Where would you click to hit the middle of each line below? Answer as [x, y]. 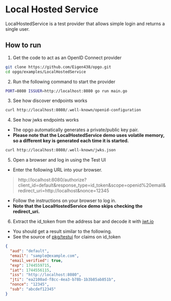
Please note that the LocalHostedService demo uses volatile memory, [89, 135]
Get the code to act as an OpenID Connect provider [67, 57]
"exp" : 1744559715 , [31, 265]
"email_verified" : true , [36, 260]
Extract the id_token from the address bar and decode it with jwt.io [83, 222]
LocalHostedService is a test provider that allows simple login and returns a [85, 24]
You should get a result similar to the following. [62, 231]
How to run [23, 45]
